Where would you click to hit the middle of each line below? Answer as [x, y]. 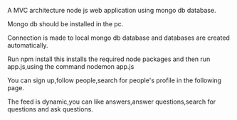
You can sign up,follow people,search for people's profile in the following [115, 80]
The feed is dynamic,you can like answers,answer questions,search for [112, 102]
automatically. [28, 45]
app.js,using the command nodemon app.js [71, 66]
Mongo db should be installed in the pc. [65, 24]
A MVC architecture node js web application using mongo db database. [112, 10]
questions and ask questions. [51, 109]
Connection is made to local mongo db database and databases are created [118, 38]
